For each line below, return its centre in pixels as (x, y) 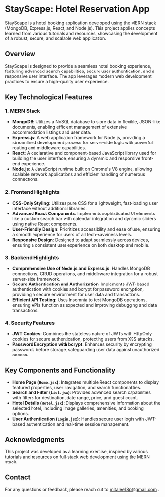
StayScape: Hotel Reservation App (77, 9)
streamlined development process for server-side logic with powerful (82, 143)
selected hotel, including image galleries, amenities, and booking (78, 408)
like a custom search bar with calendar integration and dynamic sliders (84, 218)
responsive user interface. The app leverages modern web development (78, 76)
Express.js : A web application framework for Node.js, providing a (79, 138)
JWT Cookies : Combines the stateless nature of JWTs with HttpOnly (82, 334)
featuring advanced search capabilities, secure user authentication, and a (80, 71)
